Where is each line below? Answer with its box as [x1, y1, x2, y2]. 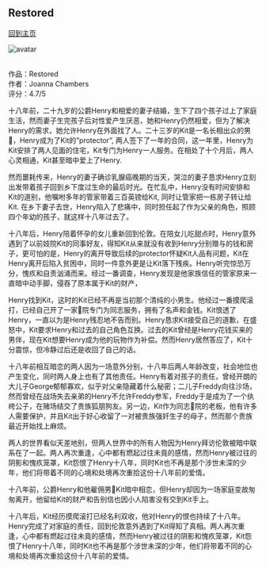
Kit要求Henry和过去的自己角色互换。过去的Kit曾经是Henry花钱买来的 [28, 324, 253, 334]
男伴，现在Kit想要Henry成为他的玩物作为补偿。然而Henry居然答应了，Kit [8, 335, 246, 344]
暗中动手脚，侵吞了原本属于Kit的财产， [14, 278, 142, 288]
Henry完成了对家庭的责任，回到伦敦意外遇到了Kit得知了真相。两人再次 [8, 521, 238, 531]
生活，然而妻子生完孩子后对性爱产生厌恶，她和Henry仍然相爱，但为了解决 [8, 115, 251, 125]
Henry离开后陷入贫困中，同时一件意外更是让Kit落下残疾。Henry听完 [8, 258, 230, 268]
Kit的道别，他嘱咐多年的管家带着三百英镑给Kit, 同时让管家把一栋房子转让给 [8, 192, 252, 201]
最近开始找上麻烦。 [8, 420, 71, 431]
